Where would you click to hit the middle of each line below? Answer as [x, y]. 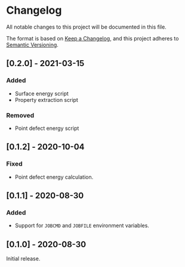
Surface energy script [41, 94]
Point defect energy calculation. [54, 177]
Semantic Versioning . [32, 45]
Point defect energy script [47, 128]
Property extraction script [47, 100]
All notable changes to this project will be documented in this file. [87, 27]
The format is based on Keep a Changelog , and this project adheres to [92, 38]
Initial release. [23, 259]
